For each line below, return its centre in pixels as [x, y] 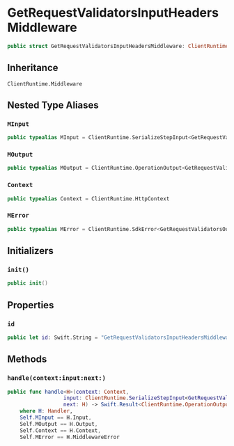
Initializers [31, 251]
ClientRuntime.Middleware [45, 84]
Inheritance [33, 68]
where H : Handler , [46, 411]
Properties [31, 305]
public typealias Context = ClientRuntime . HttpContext [88, 199]
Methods [27, 359]
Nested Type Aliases [53, 105]
